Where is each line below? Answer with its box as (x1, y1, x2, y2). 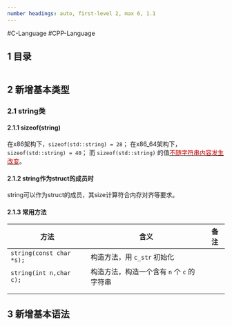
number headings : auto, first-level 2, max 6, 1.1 (7, 10, 156, 17)
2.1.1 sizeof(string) (7, 123, 61, 132)
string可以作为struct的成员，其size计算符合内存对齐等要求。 (7, 191, 179, 199)
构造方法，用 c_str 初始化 (90, 252, 175, 262)
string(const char (10, 249, 71, 257)
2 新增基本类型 (7, 83, 70, 95)
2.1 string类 (7, 106, 46, 116)
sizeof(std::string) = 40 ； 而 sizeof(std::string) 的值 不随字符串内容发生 (7, 148, 224, 156)
